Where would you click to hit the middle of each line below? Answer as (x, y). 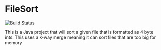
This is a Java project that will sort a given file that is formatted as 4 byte (79, 32)
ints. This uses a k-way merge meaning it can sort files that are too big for (80, 37)
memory (14, 42)
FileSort (22, 9)
